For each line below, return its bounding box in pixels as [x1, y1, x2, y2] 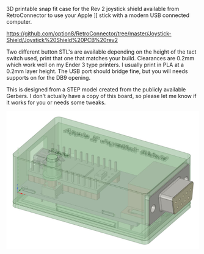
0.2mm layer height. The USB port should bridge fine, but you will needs [6, 68, 188, 75]
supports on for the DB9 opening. [6, 74, 90, 81]
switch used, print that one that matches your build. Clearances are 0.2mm [6, 55, 194, 62]
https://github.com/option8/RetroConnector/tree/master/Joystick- [6, 30, 172, 37]
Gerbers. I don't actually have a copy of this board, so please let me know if [6, 93, 197, 99]
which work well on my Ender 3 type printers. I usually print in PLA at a [6, 61, 184, 68]
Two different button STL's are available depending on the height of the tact [6, 48, 197, 55]
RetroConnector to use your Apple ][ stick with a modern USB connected [6, 12, 190, 19]
